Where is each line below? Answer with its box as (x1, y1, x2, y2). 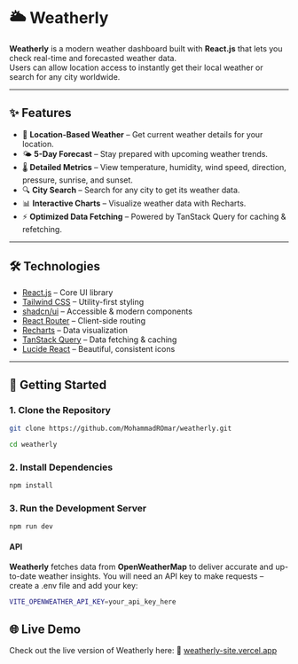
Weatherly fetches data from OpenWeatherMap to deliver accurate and (9, 561, 273, 572)
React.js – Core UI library (21, 286, 114, 298)
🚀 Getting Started (9, 377, 107, 392)
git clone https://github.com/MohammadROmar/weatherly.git (9, 424, 232, 434)
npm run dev (9, 522, 53, 531)
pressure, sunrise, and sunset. (21, 175, 133, 185)
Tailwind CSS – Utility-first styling (21, 296, 145, 307)
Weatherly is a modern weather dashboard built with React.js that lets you (9, 43, 283, 54)
